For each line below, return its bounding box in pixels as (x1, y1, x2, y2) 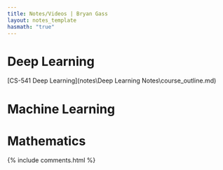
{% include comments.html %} (7, 156, 96, 164)
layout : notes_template (7, 17, 77, 24)
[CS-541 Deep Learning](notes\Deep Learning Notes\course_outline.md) (7, 76, 217, 85)
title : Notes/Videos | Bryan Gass (7, 10, 109, 17)
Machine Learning (7, 101, 116, 117)
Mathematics (7, 133, 86, 149)
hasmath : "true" (7, 23, 55, 30)
